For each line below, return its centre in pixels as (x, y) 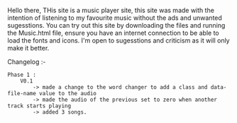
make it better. (28, 48)
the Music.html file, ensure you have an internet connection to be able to (113, 33)
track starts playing (39, 106)
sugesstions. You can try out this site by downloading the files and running (116, 25)
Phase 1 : (22, 75)
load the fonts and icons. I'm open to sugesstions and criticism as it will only (118, 41)
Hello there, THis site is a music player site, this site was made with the (111, 10)
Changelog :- (27, 62)
